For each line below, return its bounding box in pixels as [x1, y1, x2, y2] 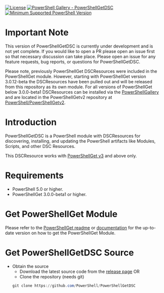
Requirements [5, 170, 64, 181]
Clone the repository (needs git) [19, 273, 84, 279]
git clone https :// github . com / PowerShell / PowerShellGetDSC [12, 283, 136, 288]
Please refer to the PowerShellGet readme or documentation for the [5, 224, 142, 230]
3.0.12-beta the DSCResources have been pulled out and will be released [5, 78, 152, 84]
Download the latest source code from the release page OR [19, 269, 140, 274]
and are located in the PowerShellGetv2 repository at [5, 94, 112, 100]
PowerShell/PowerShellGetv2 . [5, 99, 66, 105]
